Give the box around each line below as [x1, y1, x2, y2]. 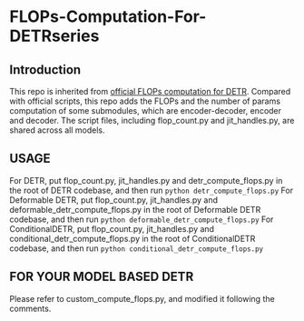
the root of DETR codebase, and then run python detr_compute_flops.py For [9, 185, 293, 196]
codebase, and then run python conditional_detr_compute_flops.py [9, 243, 264, 254]
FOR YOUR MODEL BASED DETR [9, 269, 194, 285]
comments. [9, 303, 52, 314]
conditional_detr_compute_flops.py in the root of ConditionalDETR [9, 233, 256, 244]
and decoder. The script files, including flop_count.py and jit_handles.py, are [9, 115, 295, 125]
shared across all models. [9, 125, 106, 135]
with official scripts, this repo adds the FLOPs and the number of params [9, 95, 281, 106]
